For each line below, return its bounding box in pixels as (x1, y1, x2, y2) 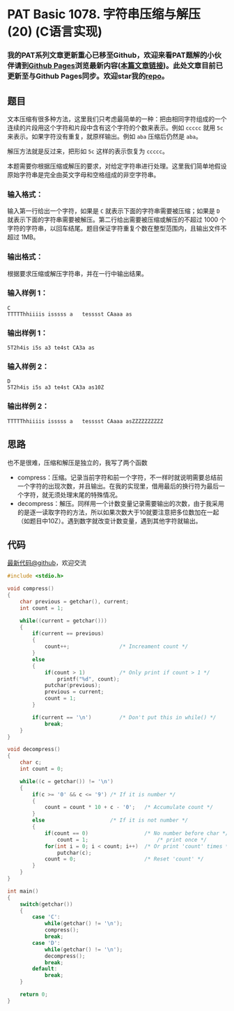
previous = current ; (44, 688, 104, 695)
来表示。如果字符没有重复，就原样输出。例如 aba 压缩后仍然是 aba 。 (7, 132, 202, 140)
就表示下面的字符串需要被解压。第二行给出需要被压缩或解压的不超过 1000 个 (7, 215, 226, 224)
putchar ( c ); (56, 849, 92, 856)
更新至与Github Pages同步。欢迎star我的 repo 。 (7, 71, 169, 81)
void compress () (7, 585, 54, 592)
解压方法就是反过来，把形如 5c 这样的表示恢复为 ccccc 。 (7, 147, 169, 155)
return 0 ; (19, 991, 49, 998)
